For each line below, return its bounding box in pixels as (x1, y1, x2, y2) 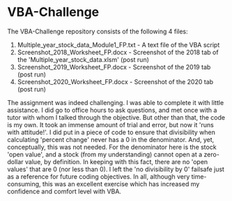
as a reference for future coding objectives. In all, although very (7, 172, 190, 181)
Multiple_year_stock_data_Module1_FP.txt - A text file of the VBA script (17, 40, 220, 49)
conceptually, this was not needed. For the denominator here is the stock (7, 143, 217, 151)
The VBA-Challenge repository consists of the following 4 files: (7, 27, 188, 35)
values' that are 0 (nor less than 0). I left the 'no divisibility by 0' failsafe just (7, 165, 225, 173)
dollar (7, 157, 24, 166)
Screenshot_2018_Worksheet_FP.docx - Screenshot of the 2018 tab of (17, 48, 219, 56)
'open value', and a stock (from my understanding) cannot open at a (7, 150, 203, 159)
